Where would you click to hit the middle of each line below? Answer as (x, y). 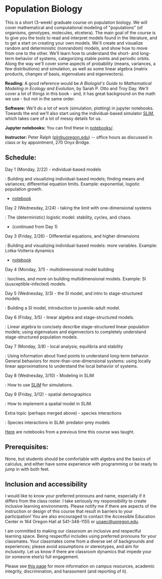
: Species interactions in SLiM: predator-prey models (58, 422)
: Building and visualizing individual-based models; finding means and (74, 178)
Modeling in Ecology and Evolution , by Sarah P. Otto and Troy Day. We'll (77, 88)
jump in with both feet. (27, 469)
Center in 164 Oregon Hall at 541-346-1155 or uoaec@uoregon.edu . (72, 522)
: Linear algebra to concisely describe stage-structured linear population (77, 326)
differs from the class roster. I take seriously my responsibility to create (76, 501)
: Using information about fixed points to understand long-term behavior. (77, 355)
